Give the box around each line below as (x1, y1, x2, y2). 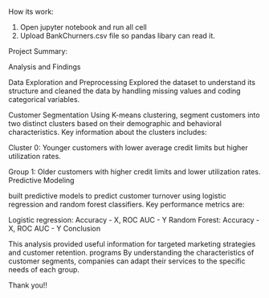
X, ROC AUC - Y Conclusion (8, 224, 101, 233)
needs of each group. (8, 265, 80, 274)
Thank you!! (8, 280, 48, 290)
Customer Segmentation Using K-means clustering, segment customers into (8, 110, 260, 120)
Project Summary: (8, 47, 68, 55)
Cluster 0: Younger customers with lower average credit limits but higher (8, 143, 248, 152)
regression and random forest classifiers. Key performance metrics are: (8, 200, 245, 209)
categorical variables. (8, 95, 80, 104)
